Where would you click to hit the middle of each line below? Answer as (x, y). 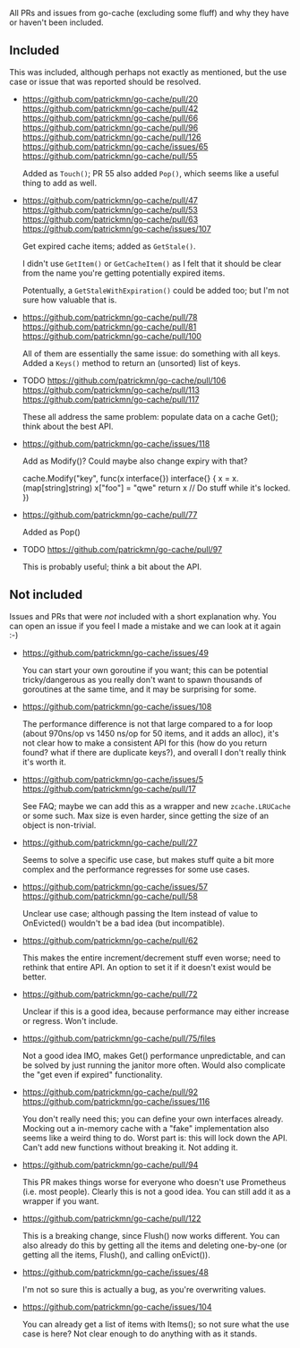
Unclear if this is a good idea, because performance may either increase (155, 1011)
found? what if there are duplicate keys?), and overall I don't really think (154, 752)
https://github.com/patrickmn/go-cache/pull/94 (110, 1165)
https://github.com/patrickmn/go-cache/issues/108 (117, 706)
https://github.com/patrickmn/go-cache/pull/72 (110, 994)
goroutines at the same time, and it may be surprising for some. (139, 689)
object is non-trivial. (59, 825)
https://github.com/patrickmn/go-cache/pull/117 (111, 399)
